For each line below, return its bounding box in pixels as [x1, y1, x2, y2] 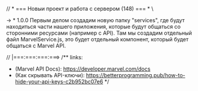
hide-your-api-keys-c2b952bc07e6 [14, 78, 104, 85]
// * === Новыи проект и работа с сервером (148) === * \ [6, 5, 153, 12]
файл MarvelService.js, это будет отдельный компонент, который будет [6, 36, 189, 43]
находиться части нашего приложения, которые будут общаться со [6, 23, 181, 30]
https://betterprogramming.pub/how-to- [85, 72, 185, 78]
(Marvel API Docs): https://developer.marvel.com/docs [14, 65, 150, 72]
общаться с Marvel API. [6, 42, 66, 49]
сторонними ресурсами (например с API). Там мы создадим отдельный [6, 29, 193, 37]
